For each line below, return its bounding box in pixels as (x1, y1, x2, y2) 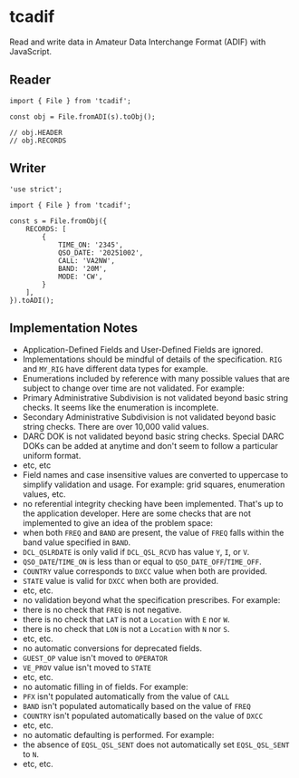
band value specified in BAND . (22, 537, 131, 548)
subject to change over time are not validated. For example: (22, 383, 245, 394)
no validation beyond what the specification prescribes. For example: (22, 595, 281, 606)
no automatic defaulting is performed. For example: (22, 730, 215, 741)
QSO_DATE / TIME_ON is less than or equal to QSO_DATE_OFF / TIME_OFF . (22, 556, 262, 568)
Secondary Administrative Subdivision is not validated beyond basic (22, 412, 276, 423)
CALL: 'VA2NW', (57, 256, 116, 265)
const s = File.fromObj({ (9, 216, 107, 226)
